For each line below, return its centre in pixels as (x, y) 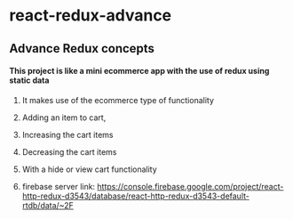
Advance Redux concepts (82, 49)
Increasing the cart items (67, 134)
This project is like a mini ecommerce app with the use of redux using (139, 71)
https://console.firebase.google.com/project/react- (190, 186)
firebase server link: (59, 186)
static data (29, 80)
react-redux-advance (91, 16)
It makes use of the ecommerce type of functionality (118, 100)
